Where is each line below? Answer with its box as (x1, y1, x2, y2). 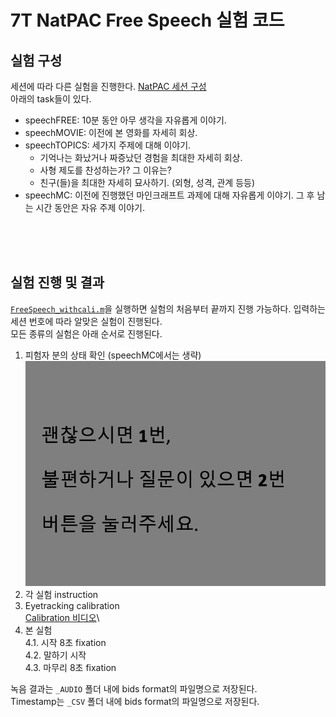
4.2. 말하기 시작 (24, 649, 87, 661)
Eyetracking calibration (24, 599, 120, 611)
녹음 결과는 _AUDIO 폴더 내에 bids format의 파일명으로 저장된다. (10, 682, 258, 695)
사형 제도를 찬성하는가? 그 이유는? (39, 164, 172, 176)
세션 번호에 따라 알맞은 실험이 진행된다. (10, 315, 163, 327)
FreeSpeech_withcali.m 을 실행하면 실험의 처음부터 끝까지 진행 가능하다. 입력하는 (10, 302, 326, 315)
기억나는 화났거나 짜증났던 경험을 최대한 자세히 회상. (39, 152, 243, 163)
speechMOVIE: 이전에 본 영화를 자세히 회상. (24, 127, 198, 138)
